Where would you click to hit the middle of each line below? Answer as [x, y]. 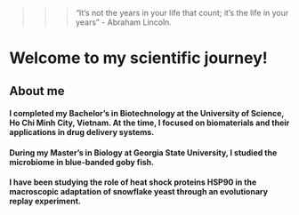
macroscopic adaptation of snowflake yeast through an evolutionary [139, 192]
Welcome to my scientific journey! [139, 58]
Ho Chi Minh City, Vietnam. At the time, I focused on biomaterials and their [149, 123]
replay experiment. [45, 201]
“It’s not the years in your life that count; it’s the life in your [182, 13]
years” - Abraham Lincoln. [123, 22]
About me [37, 91]
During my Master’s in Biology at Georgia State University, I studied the [143, 152]
